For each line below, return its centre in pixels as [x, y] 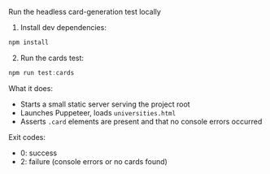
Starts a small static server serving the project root [105, 104]
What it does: [30, 88]
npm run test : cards [41, 72]
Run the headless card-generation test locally [85, 12]
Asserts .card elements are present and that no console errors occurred [141, 121]
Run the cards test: [52, 58]
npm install [28, 42]
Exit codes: [27, 137]
